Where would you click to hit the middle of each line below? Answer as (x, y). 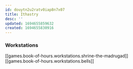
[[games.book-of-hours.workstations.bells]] (50, 61)
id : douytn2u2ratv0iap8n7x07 (35, 10)
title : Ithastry (22, 14)
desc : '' (14, 19)
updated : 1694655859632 (30, 23)
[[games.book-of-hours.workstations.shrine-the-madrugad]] (67, 56)
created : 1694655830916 (30, 28)
